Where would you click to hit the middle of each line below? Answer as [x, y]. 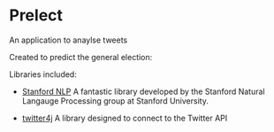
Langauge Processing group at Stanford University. [115, 101]
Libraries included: [43, 74]
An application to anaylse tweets [68, 40]
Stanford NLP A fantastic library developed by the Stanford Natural [143, 91]
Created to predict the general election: [81, 57]
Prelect [36, 16]
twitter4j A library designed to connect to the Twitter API [125, 118]
